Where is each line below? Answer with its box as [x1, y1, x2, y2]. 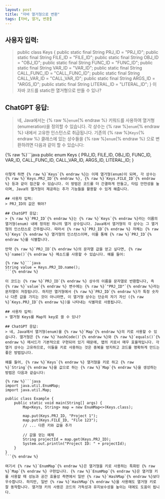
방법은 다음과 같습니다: [5, 370, 46, 375]
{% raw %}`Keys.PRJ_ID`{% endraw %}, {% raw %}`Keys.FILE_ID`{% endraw [5, 176, 155, 181]
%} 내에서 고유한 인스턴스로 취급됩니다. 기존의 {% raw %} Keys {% [17, 130, 145, 136]
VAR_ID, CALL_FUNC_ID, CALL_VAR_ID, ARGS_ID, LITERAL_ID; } [5, 157, 134, 163]
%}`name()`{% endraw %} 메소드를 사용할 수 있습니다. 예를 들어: [5, 252, 126, 257]
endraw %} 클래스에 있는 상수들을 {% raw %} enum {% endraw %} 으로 [17, 136, 155, 142]
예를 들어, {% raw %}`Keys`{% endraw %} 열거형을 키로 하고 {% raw [5, 360, 134, 365]
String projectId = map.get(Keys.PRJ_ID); [23, 437, 111, 442]
